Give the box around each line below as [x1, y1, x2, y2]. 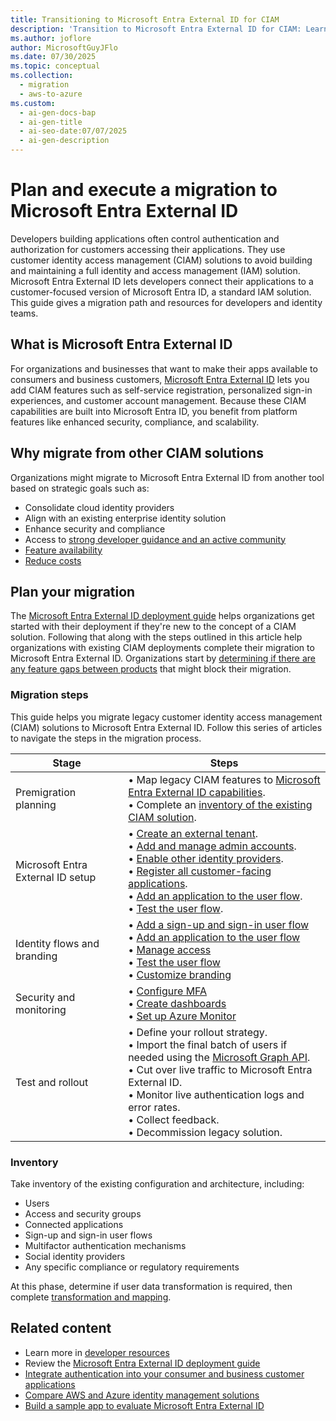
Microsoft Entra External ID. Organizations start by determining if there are [10, 652, 317, 665]
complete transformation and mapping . [10, 1291, 172, 1303]
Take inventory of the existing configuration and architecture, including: [10, 1177, 305, 1190]
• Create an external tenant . [128, 826, 258, 840]
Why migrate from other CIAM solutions [10, 445, 264, 462]
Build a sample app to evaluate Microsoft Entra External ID [24, 1399, 265, 1411]
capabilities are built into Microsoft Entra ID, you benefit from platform [10, 405, 298, 417]
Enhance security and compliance [24, 522, 166, 535]
